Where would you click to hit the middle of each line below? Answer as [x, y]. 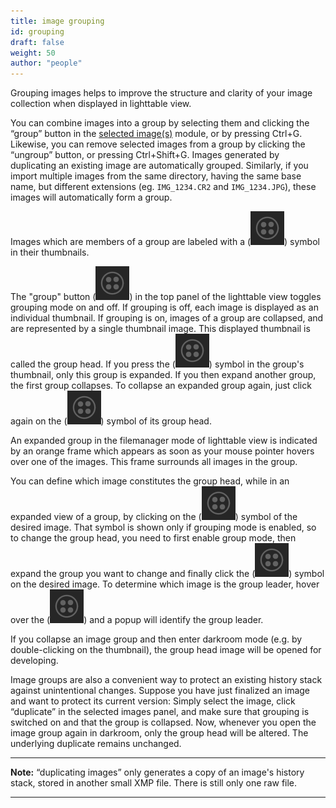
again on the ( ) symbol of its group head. [111, 421]
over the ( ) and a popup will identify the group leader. [137, 620]
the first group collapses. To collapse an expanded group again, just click [161, 386]
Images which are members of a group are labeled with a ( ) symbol [165, 242]
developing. [34, 661]
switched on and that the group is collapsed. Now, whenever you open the [163, 722]
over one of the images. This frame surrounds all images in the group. [154, 462]
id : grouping [37, 31]
